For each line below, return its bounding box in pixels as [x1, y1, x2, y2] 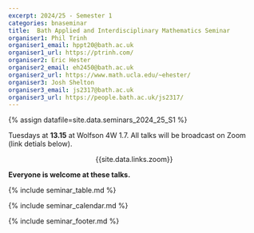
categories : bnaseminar [8, 19, 88, 27]
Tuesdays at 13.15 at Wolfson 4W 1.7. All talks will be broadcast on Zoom [8, 131, 246, 140]
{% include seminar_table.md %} [8, 185, 117, 195]
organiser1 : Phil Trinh [8, 34, 88, 42]
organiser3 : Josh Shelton [8, 78, 94, 86]
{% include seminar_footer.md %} [8, 216, 120, 226]
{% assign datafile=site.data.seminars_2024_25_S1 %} [8, 115, 188, 124]
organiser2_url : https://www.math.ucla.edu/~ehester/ [8, 71, 192, 79]
